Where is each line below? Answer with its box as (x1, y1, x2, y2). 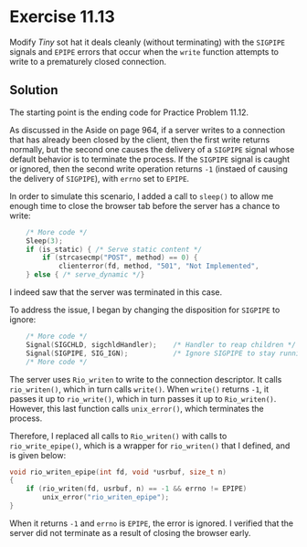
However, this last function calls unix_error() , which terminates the (9, 403, 264, 414)
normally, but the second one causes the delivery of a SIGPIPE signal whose (9, 143, 295, 154)
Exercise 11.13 (9, 6, 116, 27)
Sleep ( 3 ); (26, 236, 64, 246)
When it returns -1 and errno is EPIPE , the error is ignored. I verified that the (9, 518, 294, 529)
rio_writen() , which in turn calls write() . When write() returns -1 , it (9, 384, 270, 394)
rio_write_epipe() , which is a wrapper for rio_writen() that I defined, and (9, 440, 291, 451)
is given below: (9, 449, 67, 460)
